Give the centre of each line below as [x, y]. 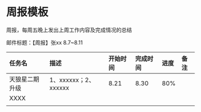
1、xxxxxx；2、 [72, 80]
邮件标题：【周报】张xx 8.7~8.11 [45, 42]
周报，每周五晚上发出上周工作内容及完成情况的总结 [69, 30]
